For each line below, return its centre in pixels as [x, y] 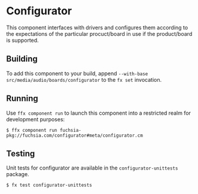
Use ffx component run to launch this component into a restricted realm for [99, 113]
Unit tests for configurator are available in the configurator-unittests [92, 168]
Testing [21, 153]
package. [18, 174]
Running [22, 99]
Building [22, 59]
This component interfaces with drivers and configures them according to [97, 27]
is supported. [22, 40]
